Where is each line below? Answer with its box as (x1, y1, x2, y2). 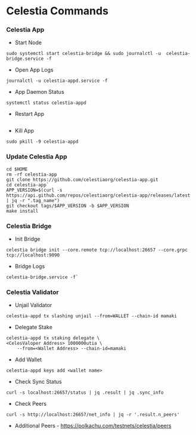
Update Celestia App (6, 152, 67, 161)
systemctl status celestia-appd (6, 100, 86, 106)
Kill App (14, 127, 35, 134)
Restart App (14, 111, 45, 118)
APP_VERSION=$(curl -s (6, 187, 63, 193)
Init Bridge (14, 235, 41, 243)
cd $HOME (6, 166, 28, 172)
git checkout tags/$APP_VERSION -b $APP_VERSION (6, 203, 129, 209)
